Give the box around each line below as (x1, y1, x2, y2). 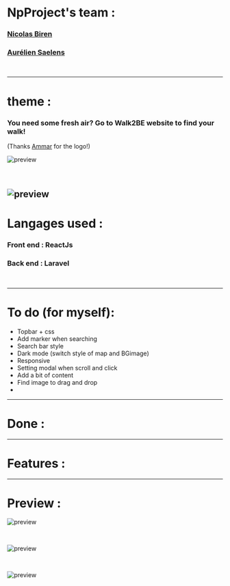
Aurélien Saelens (7, 48, 65, 58)
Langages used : (7, 216, 103, 231)
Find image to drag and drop (16, 378, 98, 386)
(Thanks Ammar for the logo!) (7, 142, 91, 150)
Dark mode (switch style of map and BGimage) (16, 349, 149, 357)
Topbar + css (16, 327, 55, 335)
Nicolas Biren (7, 29, 53, 39)
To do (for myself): (7, 305, 115, 320)
